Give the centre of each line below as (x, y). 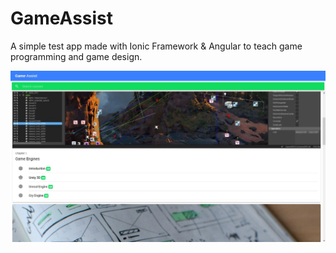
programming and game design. (76, 56)
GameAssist (62, 18)
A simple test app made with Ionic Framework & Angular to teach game (156, 46)
